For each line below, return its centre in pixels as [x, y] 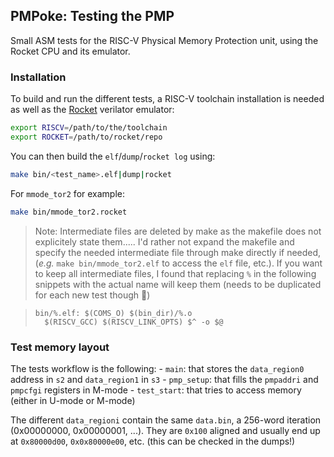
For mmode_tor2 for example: [68, 193]
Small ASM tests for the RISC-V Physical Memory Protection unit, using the [164, 40]
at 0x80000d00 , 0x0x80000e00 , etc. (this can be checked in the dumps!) [153, 441]
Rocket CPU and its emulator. [70, 51]
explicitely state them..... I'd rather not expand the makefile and [164, 241]
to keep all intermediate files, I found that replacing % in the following [175, 273]
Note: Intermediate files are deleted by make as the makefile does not [178, 231]
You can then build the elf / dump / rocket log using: [113, 156]
